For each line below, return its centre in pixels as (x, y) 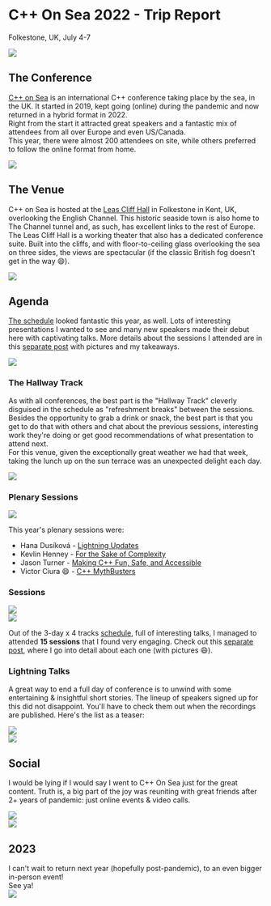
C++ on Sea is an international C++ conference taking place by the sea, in (132, 97)
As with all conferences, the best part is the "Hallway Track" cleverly (123, 400)
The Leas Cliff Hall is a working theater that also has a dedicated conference (136, 235)
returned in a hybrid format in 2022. (68, 114)
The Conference (50, 78)
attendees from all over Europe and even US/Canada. (97, 132)
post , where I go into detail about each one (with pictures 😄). (110, 650)
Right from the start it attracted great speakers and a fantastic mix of (123, 123)
